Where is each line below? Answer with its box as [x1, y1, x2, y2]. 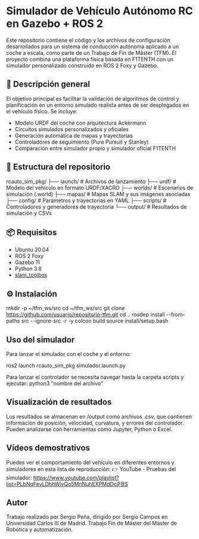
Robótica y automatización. [6, 526, 73, 533]
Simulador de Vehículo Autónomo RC [6, 4, 194, 18]
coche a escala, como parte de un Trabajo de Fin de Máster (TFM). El [6, 49, 177, 56]
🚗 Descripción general [6, 79, 91, 89]
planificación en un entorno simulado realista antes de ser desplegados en [6, 101, 189, 109]
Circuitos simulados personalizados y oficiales [14, 125, 129, 132]
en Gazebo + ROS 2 [6, 17, 103, 30]
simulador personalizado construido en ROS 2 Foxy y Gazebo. [6, 61, 158, 69]
